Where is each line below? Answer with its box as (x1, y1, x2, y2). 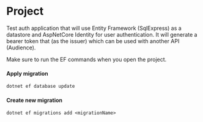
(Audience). (6, 44, 36, 51)
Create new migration (6, 96, 63, 104)
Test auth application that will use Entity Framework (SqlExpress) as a (6, 24, 182, 32)
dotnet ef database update (6, 84, 75, 90)
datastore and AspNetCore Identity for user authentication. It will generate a (6, 30, 197, 38)
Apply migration (6, 70, 49, 77)
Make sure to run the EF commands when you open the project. (6, 56, 167, 63)
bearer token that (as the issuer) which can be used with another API (6, 37, 180, 45)
